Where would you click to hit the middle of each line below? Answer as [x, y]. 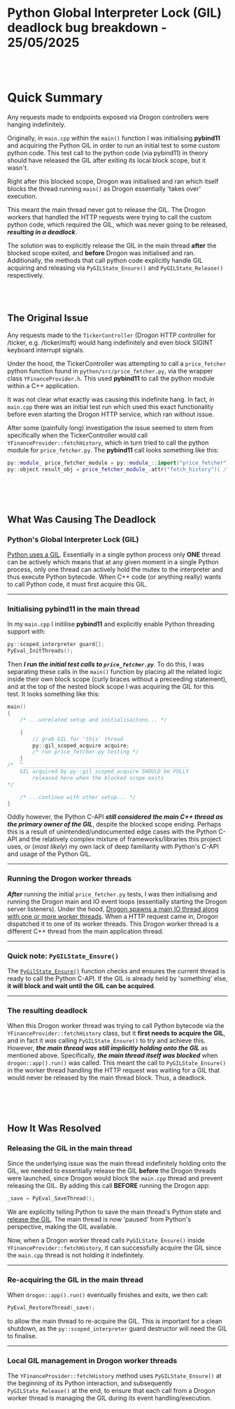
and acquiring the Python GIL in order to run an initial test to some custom [114, 145]
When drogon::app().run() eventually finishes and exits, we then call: [108, 1295]
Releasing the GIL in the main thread [70, 1148]
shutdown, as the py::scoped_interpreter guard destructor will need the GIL [117, 1329]
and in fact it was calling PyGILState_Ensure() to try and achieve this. [107, 1040]
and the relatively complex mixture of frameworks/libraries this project [120, 839]
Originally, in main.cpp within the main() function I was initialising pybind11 [114, 138]
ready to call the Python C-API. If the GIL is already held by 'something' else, [117, 979]
